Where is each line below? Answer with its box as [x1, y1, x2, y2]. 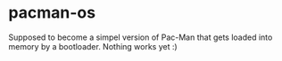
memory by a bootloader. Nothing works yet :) [8, 41, 178, 51]
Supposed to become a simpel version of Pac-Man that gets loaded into [8, 32, 273, 42]
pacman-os [8, 3, 95, 23]
